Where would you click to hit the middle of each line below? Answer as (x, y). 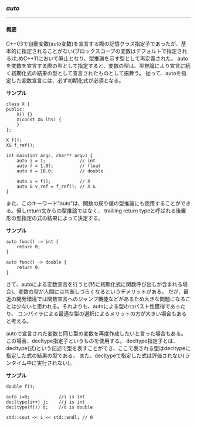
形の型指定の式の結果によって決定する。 (55, 218)
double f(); (21, 387)
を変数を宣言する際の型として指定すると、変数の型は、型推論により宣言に (96, 65)
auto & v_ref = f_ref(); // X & (56, 187)
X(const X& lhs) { (39, 119)
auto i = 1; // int (56, 161)
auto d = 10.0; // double (60, 171)
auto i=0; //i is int (45, 397)
